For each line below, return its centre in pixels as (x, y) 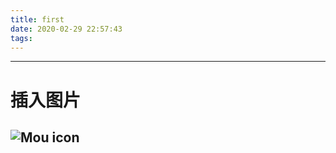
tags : (21, 38)
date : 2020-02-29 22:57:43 (66, 29)
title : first (37, 19)
